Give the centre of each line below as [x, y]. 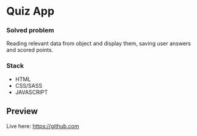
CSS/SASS [29, 85]
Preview [22, 111]
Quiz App [30, 11]
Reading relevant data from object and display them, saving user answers [99, 43]
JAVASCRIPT [31, 92]
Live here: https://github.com [43, 126]
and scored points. [30, 50]
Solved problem [30, 30]
